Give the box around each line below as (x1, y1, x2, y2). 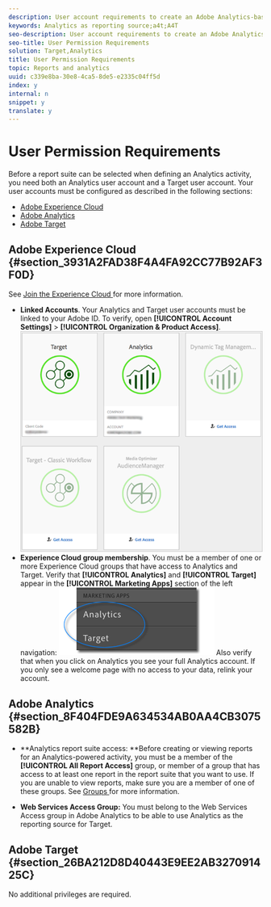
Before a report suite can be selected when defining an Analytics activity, (8, 170, 252, 179)
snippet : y (8, 98, 45, 107)
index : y (8, 81, 38, 89)
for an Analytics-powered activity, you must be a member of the (19, 752, 233, 762)
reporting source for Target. (19, 820, 113, 829)
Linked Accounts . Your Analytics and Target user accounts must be (19, 305, 246, 314)
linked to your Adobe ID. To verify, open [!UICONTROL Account (19, 313, 232, 323)
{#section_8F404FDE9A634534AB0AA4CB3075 (8, 709, 261, 723)
